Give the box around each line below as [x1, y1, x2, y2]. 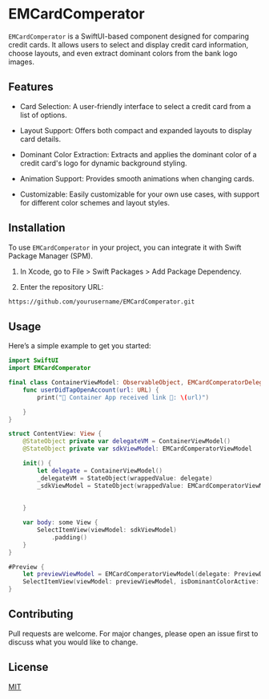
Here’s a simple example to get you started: [8, 341, 151, 351]
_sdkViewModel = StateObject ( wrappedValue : [37, 482, 184, 490]
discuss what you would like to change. [8, 637, 139, 647]
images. [8, 57, 34, 67]
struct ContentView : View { [8, 430, 102, 438]
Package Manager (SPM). [8, 250, 94, 261]
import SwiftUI [8, 356, 59, 365]
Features [8, 80, 54, 94]
